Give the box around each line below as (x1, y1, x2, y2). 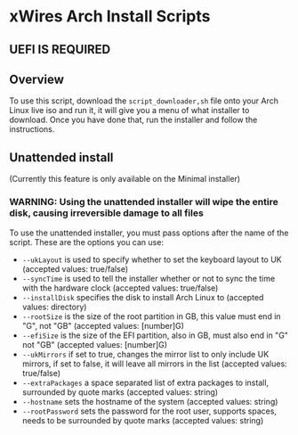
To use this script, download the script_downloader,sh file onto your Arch (9, 95, 278, 106)
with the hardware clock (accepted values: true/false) (21, 283, 219, 293)
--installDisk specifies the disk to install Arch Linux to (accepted (21, 291, 264, 302)
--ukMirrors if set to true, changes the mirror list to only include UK (21, 349, 270, 359)
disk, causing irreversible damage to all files (9, 207, 205, 219)
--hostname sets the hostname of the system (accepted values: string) (21, 396, 278, 406)
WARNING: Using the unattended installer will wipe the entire (9, 196, 278, 209)
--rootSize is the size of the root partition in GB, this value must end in (21, 310, 282, 322)
